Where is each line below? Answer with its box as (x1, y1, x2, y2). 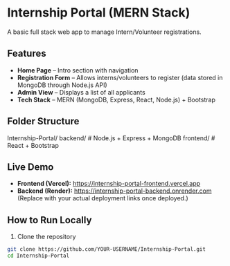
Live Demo (7, 161, 54, 173)
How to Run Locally (7, 214, 92, 226)
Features (7, 48, 46, 59)
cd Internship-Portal (7, 252, 70, 260)
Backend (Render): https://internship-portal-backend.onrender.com (17, 187, 212, 195)
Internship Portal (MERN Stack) (7, 5, 191, 21)
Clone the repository (17, 233, 76, 241)
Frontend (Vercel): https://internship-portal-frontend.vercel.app (17, 180, 201, 188)
